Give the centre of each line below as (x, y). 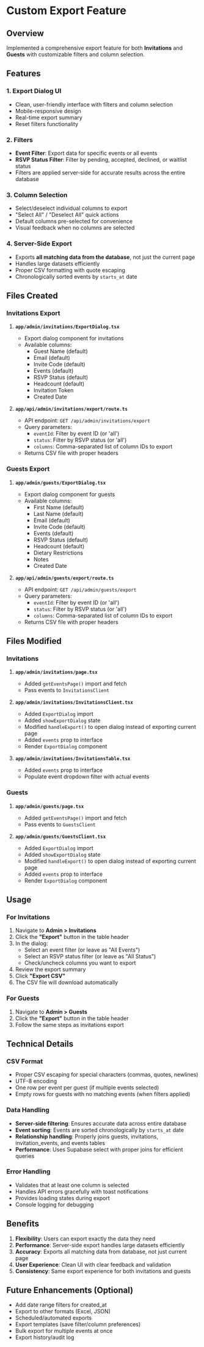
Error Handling (28, 1171)
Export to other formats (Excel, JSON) (63, 1312)
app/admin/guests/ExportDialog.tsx (60, 483)
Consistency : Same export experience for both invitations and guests (103, 1271)
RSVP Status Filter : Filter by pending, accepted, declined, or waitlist (101, 159)
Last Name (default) (58, 513)
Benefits (23, 1224)
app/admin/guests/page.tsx (49, 806)
